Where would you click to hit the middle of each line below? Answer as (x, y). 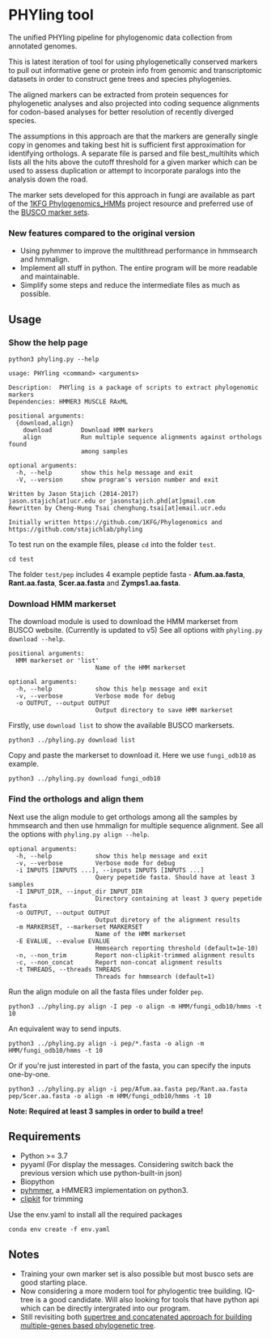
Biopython (37, 1182)
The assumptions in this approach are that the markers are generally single (133, 136)
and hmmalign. (45, 259)
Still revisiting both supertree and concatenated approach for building (136, 1317)
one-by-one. (30, 1074)
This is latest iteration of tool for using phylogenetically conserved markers (133, 62)
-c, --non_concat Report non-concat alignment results (119, 962)
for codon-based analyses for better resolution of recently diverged (121, 112)
